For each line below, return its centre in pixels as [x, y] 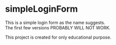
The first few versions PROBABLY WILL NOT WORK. [58, 27]
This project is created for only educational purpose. [58, 37]
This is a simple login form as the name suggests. [55, 22]
